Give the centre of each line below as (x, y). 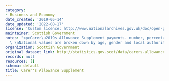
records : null (20, 57)
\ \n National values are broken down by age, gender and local (77, 43)
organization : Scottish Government (43, 47)
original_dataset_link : (30, 52)
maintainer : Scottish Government (40, 33)
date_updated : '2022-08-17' (35, 24)
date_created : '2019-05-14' (35, 19)
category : (16, 10)
